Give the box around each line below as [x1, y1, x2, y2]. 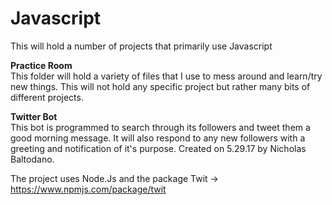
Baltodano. [10, 153, 55, 165]
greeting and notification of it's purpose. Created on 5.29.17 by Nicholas [10, 142, 307, 154]
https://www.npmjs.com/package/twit [10, 183, 167, 195]
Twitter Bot [10, 110, 58, 122]
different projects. [10, 91, 84, 103]
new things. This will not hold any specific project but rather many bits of [10, 80, 311, 92]
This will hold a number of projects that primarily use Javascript [10, 40, 273, 52]
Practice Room [10, 59, 73, 71]
